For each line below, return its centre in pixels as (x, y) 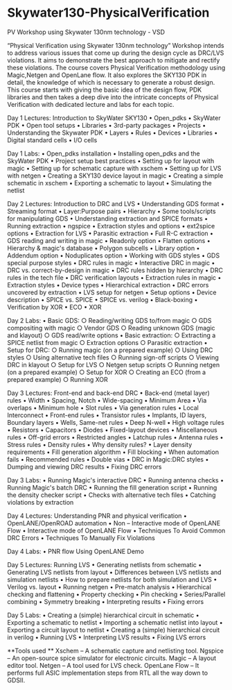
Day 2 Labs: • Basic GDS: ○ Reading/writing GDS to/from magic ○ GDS (109, 320)
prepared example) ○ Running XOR (58, 379)
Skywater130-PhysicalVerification (108, 13)
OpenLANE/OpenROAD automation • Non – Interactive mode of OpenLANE (114, 523)
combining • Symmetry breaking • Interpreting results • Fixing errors (106, 601)
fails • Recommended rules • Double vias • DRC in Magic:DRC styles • (108, 459)
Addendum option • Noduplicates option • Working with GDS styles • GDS (114, 255)
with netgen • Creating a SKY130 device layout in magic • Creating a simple (115, 176)
